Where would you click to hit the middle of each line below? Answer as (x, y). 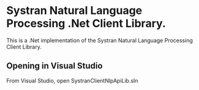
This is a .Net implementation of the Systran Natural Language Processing (99, 40)
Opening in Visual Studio (54, 66)
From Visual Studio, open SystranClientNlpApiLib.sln (72, 80)
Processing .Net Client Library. (86, 23)
